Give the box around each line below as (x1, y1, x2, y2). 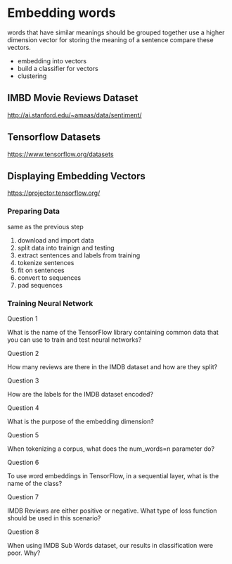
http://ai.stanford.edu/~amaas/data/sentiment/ (7, 110, 142, 119)
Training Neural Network (7, 298, 94, 308)
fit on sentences (17, 266, 65, 274)
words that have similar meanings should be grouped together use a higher (7, 28, 225, 37)
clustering (17, 72, 47, 80)
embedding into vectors (17, 56, 86, 65)
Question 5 (7, 430, 39, 439)
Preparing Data (7, 206, 60, 216)
